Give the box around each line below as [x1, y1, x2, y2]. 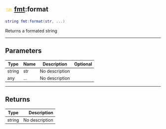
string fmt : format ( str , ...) [5, 19, 65, 24]
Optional [74, 61, 92, 67]
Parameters [5, 47, 42, 55]
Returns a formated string [5, 28, 58, 33]
